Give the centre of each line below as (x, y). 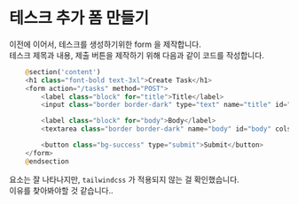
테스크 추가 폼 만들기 (79, 18)
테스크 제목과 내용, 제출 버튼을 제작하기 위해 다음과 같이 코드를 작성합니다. (137, 55)
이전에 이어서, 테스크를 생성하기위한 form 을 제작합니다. (105, 44)
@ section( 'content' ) (63, 72)
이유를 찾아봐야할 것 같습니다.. (61, 190)
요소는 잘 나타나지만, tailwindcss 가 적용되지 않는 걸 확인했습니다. (124, 179)
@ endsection (47, 161)
